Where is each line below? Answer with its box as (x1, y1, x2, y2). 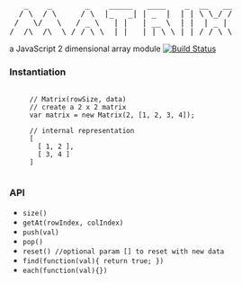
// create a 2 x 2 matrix (29, 103, 127, 112)
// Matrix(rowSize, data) (29, 95, 127, 104)
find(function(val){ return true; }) (22, 256, 165, 265)
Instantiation (9, 66, 67, 78)
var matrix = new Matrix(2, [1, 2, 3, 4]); (29, 111, 195, 120)
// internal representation (29, 127, 135, 136)
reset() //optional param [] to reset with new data (22, 247, 225, 256)
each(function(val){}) (22, 266, 108, 275)
